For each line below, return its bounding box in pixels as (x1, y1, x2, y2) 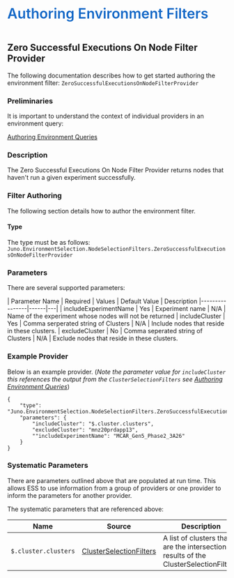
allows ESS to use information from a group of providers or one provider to (7, 484, 221, 492)
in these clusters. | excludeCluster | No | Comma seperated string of (7, 327, 203, 335)
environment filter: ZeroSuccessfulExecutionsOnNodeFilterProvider (7, 78, 199, 87)
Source (107, 521, 132, 531)
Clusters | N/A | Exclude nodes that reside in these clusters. (7, 334, 178, 342)
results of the (162, 550, 207, 560)
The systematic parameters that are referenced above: (7, 505, 164, 513)
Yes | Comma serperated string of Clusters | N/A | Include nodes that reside (7, 319, 225, 328)
